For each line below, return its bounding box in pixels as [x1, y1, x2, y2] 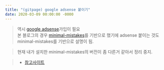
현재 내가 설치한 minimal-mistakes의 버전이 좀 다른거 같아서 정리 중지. [17, 49, 153, 55]
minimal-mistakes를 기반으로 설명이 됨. [17, 38, 94, 44]
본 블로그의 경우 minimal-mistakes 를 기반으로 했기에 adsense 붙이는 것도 [17, 32, 160, 38]
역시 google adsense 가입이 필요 [17, 26, 80, 32]
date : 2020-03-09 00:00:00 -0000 [5, 12, 74, 17]
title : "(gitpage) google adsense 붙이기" [5, 7, 91, 12]
